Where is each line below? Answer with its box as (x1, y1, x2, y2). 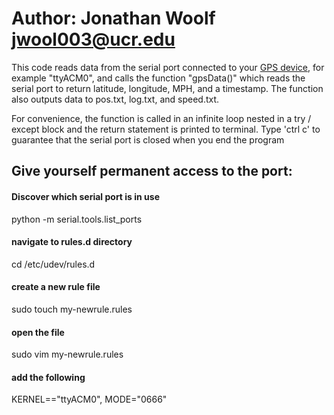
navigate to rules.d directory (11, 236, 133, 248)
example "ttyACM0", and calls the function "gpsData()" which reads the (11, 72, 306, 84)
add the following (11, 371, 86, 383)
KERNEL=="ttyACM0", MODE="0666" (11, 393, 168, 406)
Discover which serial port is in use (11, 190, 160, 202)
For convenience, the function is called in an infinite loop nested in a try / (11, 112, 312, 124)
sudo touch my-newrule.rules (11, 303, 133, 315)
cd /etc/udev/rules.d (11, 258, 96, 270)
